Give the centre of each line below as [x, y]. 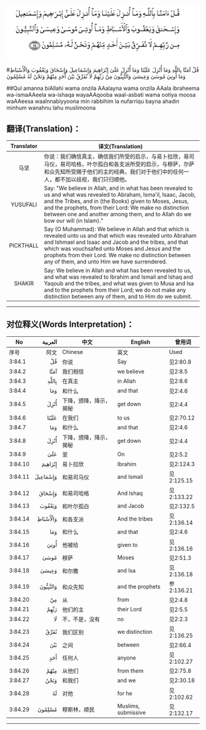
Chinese [73, 352]
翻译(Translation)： [44, 128]
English [141, 342]
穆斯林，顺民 [78, 710]
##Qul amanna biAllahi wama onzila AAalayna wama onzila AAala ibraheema [103, 88]
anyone [127, 658]
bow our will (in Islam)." [74, 221]
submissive [132, 713]
